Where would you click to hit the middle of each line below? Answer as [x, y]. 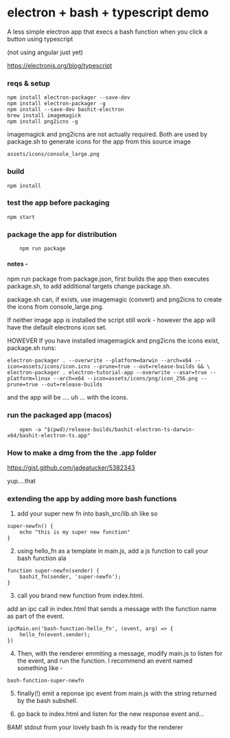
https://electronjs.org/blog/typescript [60, 65]
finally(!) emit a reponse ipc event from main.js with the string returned [117, 693]
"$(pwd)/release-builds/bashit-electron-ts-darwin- [119, 429]
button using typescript [40, 38]
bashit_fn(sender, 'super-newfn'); [70, 577]
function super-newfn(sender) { [53, 571]
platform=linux [29, 379]
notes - [18, 264]
